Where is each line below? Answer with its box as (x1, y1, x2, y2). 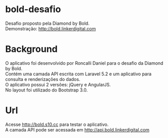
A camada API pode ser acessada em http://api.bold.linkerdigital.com (5, 126, 150, 132)
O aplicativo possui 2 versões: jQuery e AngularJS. (5, 81, 111, 87)
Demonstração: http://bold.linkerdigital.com (5, 25, 96, 31)
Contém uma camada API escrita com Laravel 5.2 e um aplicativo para (5, 71, 152, 77)
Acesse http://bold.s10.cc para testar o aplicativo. (5, 121, 109, 127)
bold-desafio (5, 4, 61, 15)
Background (5, 43, 58, 55)
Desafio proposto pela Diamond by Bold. (5, 20, 90, 26)
